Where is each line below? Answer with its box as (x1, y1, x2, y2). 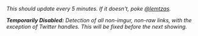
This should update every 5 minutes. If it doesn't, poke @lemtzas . (6, 5, 171, 12)
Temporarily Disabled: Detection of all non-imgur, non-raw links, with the (6, 17, 192, 23)
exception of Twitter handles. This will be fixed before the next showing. (6, 23, 188, 30)
